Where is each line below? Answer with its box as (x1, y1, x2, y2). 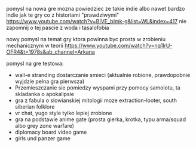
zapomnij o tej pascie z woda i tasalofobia (6, 24, 109, 31)
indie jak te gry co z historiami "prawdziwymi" (6, 11, 120, 18)
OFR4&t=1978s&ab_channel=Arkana (6, 48, 96, 55)
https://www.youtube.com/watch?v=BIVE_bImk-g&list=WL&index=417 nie (6, 18, 187, 24)
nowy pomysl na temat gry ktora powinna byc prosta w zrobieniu (6, 36, 166, 42)
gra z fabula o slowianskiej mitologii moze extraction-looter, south (14, 97, 177, 104)
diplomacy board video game (14, 128, 87, 135)
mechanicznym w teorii (6, 42, 64, 49)
